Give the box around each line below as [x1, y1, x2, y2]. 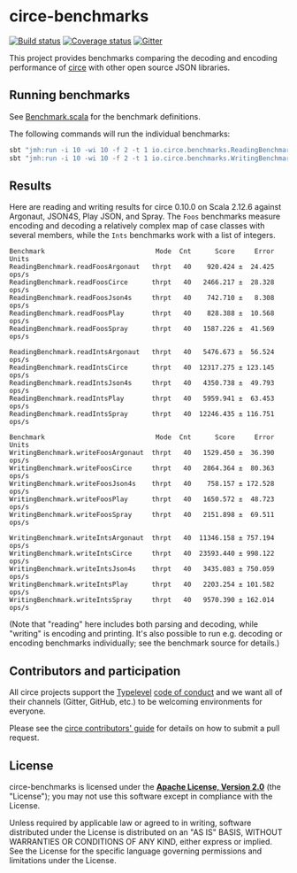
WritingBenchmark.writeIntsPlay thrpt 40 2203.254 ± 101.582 [9, 580, 275, 590]
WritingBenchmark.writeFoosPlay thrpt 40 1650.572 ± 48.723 [9, 495, 275, 504]
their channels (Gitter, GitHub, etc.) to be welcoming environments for [9, 697, 263, 707]
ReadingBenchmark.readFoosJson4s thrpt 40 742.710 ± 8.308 [9, 294, 275, 303]
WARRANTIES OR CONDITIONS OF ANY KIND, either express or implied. [9, 836, 272, 846]
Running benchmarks [9, 88, 131, 103]
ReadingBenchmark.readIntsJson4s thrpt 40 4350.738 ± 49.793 [9, 379, 275, 388]
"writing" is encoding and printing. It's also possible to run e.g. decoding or [9, 629, 283, 639]
